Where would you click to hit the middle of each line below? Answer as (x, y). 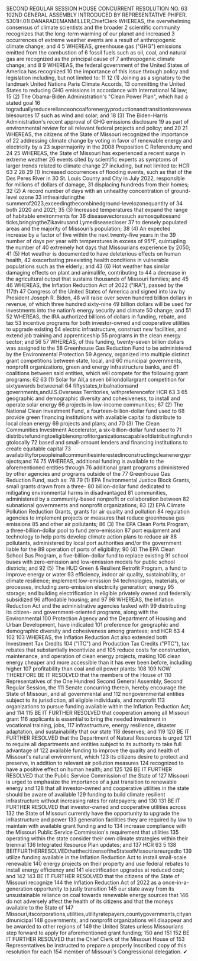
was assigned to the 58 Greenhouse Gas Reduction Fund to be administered (99, 348)
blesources (20, 115)
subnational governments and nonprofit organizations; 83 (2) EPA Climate (96, 505)
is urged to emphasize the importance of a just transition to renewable (92, 782)
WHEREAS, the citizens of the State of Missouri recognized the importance (97, 134)
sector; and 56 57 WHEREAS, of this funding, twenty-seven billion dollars (95, 342)
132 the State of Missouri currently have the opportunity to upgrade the (93, 813)
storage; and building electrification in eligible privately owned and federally (98, 593)
